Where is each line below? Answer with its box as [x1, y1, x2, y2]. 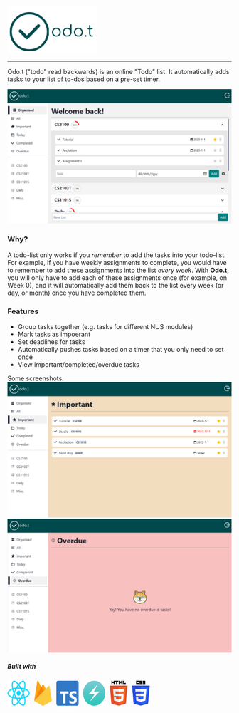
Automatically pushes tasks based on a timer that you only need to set [17, 345, 224, 354]
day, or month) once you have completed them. [7, 288, 147, 297]
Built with [7, 662, 36, 671]
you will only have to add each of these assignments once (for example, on [7, 273, 228, 282]
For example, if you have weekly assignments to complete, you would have [7, 258, 228, 266]
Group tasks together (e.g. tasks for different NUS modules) [17, 323, 193, 331]
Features [7, 306, 39, 316]
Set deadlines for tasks [17, 338, 85, 346]
